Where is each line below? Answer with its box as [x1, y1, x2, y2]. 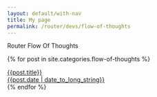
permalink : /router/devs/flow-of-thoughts [7, 23, 131, 30]
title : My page [7, 17, 51, 23]
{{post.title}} [7, 68, 43, 76]
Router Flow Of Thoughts [7, 42, 78, 50]
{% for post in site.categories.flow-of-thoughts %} [7, 55, 150, 63]
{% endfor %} [7, 83, 47, 91]
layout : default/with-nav [7, 10, 81, 17]
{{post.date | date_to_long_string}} [7, 76, 105, 84]
